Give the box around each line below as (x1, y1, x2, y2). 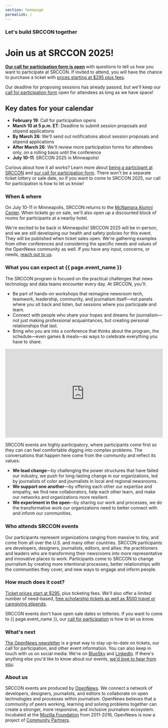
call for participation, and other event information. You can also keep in (5, 645, 151, 651)
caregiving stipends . (5, 601, 47, 607)
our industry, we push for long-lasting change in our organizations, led (12, 473, 158, 479)
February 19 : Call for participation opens (12, 118, 96, 124)
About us (5, 674, 28, 681)
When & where (5, 193, 41, 200)
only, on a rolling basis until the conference (12, 149, 101, 156)
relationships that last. (12, 323, 58, 329)
